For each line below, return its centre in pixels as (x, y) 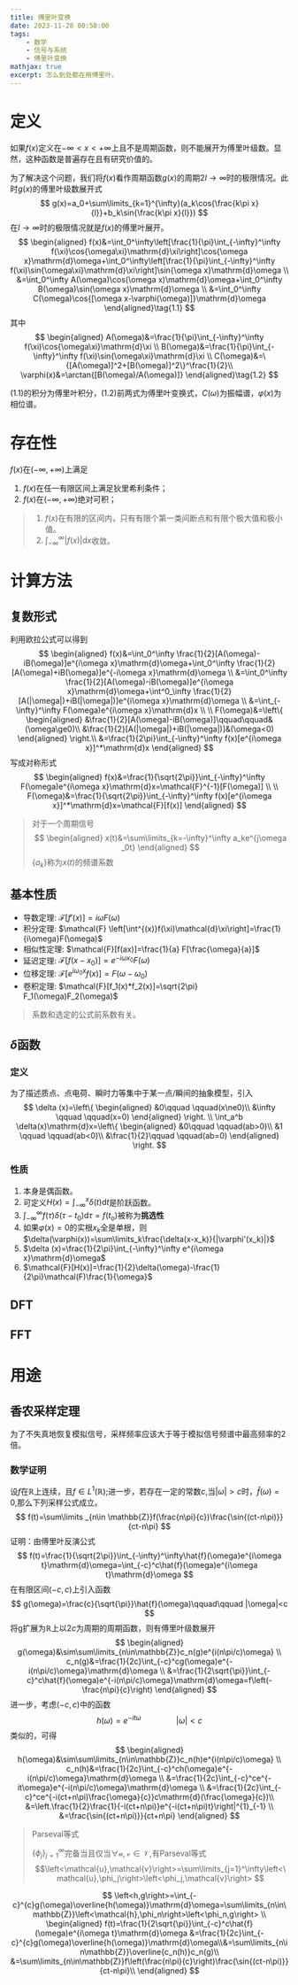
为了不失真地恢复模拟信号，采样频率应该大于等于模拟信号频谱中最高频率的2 (148, 1434)
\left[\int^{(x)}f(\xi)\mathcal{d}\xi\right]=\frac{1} (195, 928)
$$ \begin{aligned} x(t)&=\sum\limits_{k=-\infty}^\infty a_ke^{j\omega (160, 838)
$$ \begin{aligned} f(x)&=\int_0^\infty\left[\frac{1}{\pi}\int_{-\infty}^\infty (149, 242)
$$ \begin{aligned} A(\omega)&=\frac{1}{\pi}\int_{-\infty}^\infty (149, 336)
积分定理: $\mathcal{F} (65, 928)
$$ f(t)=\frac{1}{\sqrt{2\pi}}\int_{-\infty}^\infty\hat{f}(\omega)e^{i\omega (149, 1556)
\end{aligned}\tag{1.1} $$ (149, 307)
